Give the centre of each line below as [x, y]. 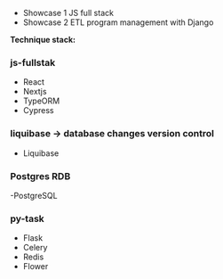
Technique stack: [43, 40]
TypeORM [41, 101]
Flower [36, 267]
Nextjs [35, 92]
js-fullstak [33, 62]
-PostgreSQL [34, 195]
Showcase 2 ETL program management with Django [118, 22]
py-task [28, 218]
